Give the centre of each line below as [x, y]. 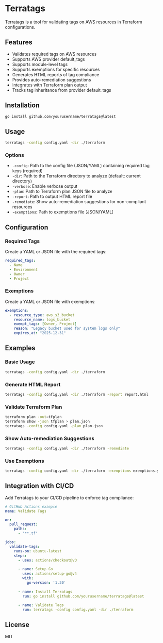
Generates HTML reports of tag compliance [56, 74]
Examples [20, 348]
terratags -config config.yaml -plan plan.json [54, 426]
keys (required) [27, 171]
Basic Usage [20, 362]
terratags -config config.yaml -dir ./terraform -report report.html [77, 394]
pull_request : [24, 524]
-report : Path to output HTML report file [52, 196]
